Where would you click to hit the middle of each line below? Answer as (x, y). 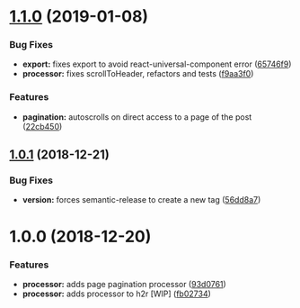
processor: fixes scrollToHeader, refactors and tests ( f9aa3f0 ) (138, 74)
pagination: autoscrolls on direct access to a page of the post (137, 117)
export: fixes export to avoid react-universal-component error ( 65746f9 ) (157, 64)
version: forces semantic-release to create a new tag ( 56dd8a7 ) (141, 200)
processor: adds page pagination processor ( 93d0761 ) (124, 284)
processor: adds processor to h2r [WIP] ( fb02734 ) (116, 294)
